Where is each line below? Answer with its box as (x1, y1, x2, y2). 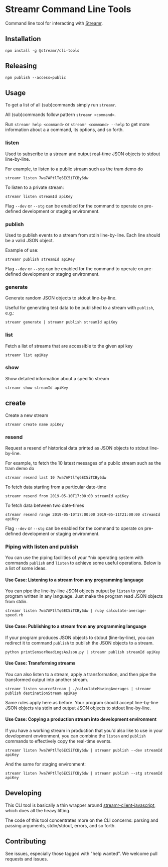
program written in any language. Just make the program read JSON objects (5, 593, 163, 599)
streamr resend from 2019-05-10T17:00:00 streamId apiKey (5, 493, 129, 498)
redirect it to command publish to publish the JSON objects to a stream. (5, 639, 154, 646)
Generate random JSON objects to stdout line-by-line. (5, 295, 117, 301)
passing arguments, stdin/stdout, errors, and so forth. (5, 822, 116, 828)
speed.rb (5, 613, 24, 618)
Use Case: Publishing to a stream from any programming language (5, 623, 147, 629)
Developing (5, 789, 42, 797)
